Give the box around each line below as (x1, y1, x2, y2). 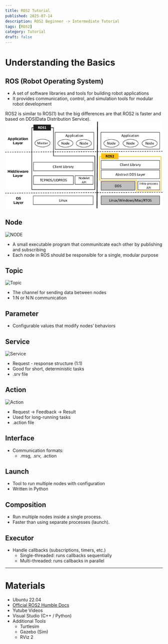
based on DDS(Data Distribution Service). (5, 116, 91, 122)
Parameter (5, 309, 39, 318)
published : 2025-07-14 (5, 13, 52, 19)
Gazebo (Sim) (19, 629, 48, 635)
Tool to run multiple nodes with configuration (12, 481, 105, 487)
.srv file (12, 371, 28, 377)
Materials (5, 580, 45, 592)
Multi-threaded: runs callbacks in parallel (19, 558, 104, 564)
